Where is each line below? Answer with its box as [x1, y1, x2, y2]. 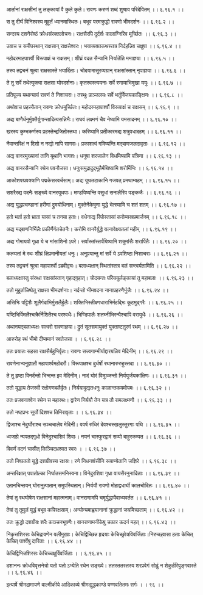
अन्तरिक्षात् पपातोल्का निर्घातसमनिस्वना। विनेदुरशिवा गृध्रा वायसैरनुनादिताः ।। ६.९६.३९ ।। [6, 470, 181, 477]
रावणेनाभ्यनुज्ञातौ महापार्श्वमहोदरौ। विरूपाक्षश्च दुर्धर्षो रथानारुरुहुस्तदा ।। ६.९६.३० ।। [6, 360, 171, 367]
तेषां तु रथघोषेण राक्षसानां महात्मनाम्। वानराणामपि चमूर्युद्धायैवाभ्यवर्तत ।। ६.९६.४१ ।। [6, 494, 171, 501]
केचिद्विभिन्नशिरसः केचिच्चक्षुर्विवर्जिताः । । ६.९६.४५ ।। [6, 550, 111, 557]
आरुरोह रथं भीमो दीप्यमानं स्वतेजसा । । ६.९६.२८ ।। [6, 336, 111, 342]
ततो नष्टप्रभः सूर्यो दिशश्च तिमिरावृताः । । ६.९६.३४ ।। [6, 409, 112, 416]
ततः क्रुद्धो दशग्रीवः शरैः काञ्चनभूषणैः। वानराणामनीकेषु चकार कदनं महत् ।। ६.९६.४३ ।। [6, 519, 176, 525]
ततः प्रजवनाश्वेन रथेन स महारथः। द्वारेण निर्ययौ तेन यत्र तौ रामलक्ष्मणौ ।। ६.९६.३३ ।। [6, 397, 172, 403]
